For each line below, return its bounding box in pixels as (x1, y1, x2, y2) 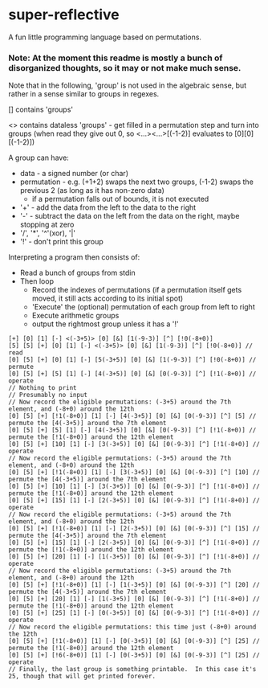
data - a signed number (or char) (19, 169, 128, 178)
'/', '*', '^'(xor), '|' (19, 228, 76, 238)
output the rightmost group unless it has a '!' (31, 319, 179, 329)
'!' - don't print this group (19, 237, 104, 247)
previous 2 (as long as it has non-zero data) (19, 186, 164, 195)
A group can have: (8, 153, 70, 162)
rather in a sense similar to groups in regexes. (8, 89, 160, 99)
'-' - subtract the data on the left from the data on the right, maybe (19, 211, 240, 221)
